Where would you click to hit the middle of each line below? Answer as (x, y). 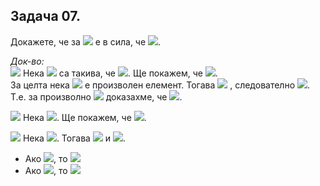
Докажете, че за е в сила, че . (86, 41)
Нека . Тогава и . (74, 138)
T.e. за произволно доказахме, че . (96, 96)
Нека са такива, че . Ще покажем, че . (120, 73)
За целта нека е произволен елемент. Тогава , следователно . (160, 85)
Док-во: (27, 61)
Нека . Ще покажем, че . (84, 117)
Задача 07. (45, 16)
